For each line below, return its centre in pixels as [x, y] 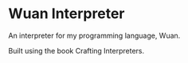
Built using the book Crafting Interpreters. [76, 50]
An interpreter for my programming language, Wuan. [94, 35]
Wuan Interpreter [67, 14]
